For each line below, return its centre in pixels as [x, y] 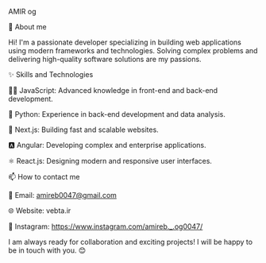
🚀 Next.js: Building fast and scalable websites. [83, 130]
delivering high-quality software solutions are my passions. [105, 59]
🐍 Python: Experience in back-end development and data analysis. [117, 114]
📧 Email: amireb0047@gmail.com [63, 195]
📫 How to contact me [44, 177]
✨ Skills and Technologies [51, 74]
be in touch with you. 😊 [47, 250]
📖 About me [27, 27]
